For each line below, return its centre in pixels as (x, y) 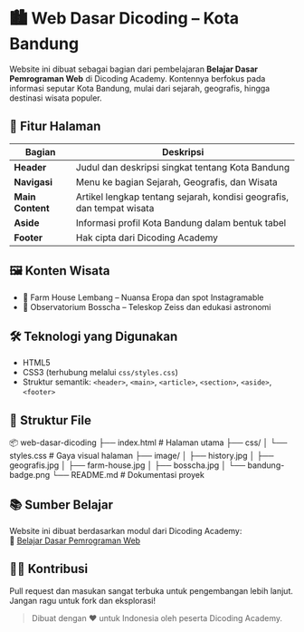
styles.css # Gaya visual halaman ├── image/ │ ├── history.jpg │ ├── (142, 456)
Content (32, 208)
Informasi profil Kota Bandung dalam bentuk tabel (181, 222)
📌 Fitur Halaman (55, 126)
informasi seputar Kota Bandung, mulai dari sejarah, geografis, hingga (140, 88)
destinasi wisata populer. (56, 98)
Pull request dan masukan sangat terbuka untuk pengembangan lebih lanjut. (152, 590)
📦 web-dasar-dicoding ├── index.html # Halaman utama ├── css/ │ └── (148, 442)
